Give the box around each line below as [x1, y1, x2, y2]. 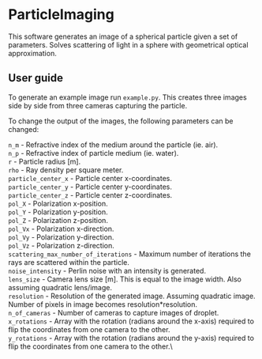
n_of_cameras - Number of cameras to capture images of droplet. [8, 308, 219, 317]
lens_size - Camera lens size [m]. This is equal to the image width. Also [8, 274, 242, 284]
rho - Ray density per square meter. [8, 164, 124, 175]
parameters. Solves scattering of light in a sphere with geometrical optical [8, 40, 249, 49]
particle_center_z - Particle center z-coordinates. [8, 190, 173, 199]
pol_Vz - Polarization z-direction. [8, 240, 114, 250]
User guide [8, 71, 63, 85]
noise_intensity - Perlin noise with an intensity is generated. [8, 266, 207, 275]
